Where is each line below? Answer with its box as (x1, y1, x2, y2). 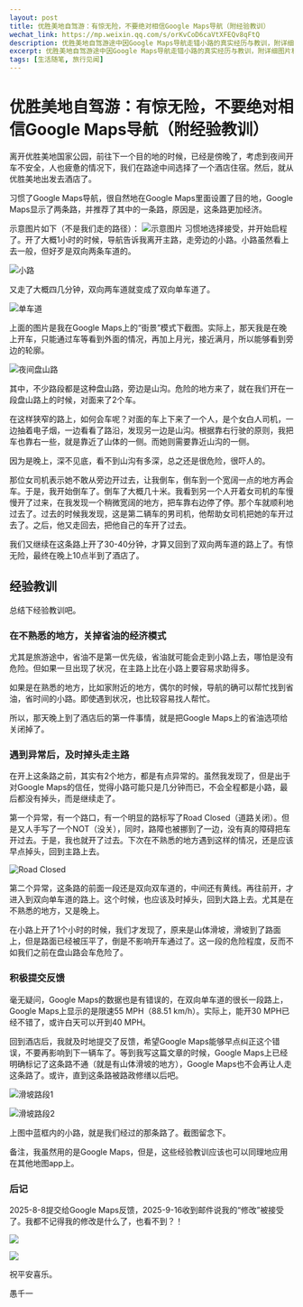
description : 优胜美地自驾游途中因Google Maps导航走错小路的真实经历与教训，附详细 (9, 38, 295, 48)
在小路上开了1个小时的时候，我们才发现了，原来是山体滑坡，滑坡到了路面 (9, 925, 281, 935)
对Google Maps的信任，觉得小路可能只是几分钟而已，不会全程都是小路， (9, 782, 280, 793)
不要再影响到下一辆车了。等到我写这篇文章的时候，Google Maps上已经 (24, 1047, 289, 1058)
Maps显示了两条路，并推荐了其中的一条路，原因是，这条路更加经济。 (9, 204, 268, 215)
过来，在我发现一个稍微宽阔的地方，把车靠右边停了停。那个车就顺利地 (32, 497, 294, 508)
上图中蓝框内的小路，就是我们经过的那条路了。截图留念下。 (9, 1127, 231, 1137)
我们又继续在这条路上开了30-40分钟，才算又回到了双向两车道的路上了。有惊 (9, 538, 294, 549)
